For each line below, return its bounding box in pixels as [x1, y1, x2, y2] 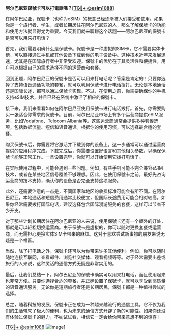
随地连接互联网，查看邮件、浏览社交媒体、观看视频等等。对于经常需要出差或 [5, 254, 166, 260]
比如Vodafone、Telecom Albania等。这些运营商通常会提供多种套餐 [14, 118, 154, 124]
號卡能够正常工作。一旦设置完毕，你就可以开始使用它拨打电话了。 [5, 154, 144, 160]
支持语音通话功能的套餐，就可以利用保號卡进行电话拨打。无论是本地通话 [14, 82, 166, 88]
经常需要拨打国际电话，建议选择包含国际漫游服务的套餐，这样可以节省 [14, 201, 161, 207]
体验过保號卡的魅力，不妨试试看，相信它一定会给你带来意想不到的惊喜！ [9, 314, 161, 320]
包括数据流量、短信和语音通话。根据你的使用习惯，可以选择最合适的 [14, 124, 157, 130]
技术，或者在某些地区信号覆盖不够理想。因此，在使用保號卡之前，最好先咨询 [5, 171, 166, 177]
